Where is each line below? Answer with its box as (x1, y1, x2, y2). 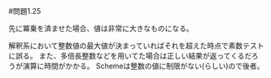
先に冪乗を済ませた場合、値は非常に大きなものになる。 (8, 24, 194, 33)
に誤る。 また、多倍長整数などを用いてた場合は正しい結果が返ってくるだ (8, 51, 252, 60)
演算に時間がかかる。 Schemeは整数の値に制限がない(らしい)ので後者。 (22, 61, 264, 71)
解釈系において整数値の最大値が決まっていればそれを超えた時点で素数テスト (8, 41, 264, 50)
